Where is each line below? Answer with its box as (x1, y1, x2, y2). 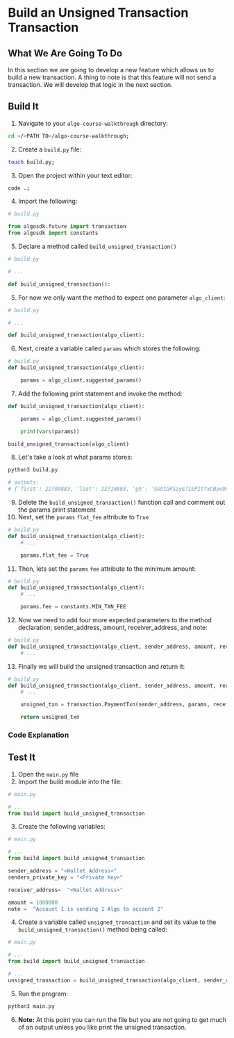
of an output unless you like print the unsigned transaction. (17, 1023, 187, 1031)
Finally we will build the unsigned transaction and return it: (17, 662, 185, 670)
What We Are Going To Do (8, 47, 123, 59)
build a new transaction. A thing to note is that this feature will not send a (8, 73, 217, 81)
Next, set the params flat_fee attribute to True (17, 513, 149, 521)
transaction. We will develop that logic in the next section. (8, 81, 173, 88)
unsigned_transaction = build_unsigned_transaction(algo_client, (8, 977, 201, 984)
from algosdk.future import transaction (8, 223, 127, 230)
